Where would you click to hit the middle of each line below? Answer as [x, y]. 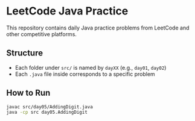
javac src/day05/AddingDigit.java [50, 107]
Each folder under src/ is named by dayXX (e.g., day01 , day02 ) [91, 67]
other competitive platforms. [42, 34]
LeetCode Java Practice [67, 11]
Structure [25, 53]
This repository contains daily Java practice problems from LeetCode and [98, 28]
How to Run [28, 93]
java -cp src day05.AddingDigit [47, 113]
